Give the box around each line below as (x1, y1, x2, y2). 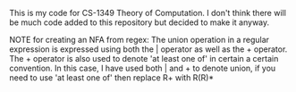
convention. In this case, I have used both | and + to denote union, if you (9, 63, 276, 73)
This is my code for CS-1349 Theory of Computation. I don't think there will (9, 8, 286, 18)
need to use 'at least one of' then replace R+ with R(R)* (9, 72, 215, 83)
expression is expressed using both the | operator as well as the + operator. (9, 44, 288, 54)
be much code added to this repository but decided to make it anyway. (9, 17, 270, 28)
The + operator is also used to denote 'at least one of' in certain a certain (9, 54, 279, 63)
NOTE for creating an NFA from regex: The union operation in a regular (9, 35, 270, 45)
